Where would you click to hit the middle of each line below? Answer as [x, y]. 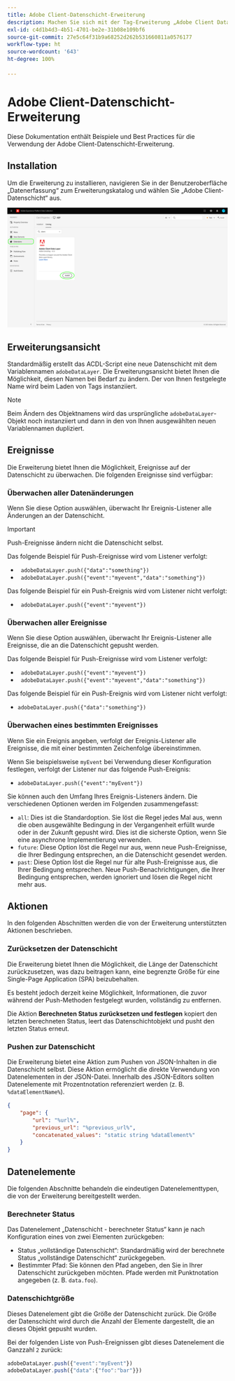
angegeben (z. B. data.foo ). [57, 1280]
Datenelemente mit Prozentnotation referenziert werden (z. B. [96, 1084]
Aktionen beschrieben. [40, 931]
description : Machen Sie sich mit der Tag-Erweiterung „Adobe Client [111, 22]
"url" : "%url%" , [56, 1120]
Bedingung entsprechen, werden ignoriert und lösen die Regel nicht [115, 877]
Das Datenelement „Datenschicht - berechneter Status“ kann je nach [106, 1230]
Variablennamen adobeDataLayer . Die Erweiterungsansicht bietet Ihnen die [114, 371]
